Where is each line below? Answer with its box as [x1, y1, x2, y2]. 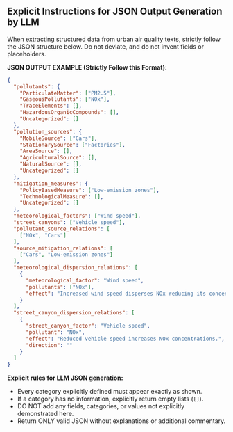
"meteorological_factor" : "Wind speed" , [25, 277, 144, 284]
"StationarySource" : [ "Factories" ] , [19, 141, 126, 148]
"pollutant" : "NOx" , [25, 328, 85, 336]
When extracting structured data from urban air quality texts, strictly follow [7, 35, 221, 43]
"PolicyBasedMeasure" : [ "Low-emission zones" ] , [19, 186, 159, 193]
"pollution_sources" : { [13, 128, 82, 135]
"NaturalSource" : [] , [19, 161, 82, 168]
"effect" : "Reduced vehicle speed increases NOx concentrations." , [25, 335, 225, 342]
